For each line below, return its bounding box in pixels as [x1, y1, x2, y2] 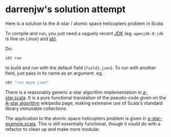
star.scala [5, 94, 26, 100]
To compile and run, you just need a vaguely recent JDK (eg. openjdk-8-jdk [5, 30, 164, 36]
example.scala [5, 121, 36, 127]
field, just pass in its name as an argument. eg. [5, 70, 103, 76]
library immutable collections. [5, 105, 67, 112]
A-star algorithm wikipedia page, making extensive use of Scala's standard [5, 100, 163, 106]
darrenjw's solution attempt [5, 4, 126, 15]
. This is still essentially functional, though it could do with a [35, 121, 161, 127]
